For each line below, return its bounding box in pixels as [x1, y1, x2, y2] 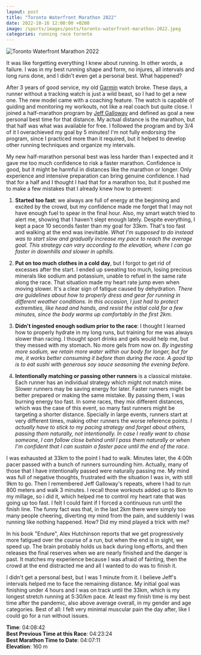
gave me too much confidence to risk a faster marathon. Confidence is [6, 160, 181, 167]
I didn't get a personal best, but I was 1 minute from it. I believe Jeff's [6, 574, 177, 581]
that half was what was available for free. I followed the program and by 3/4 [6, 122, 194, 129]
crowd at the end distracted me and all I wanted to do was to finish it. [6, 562, 177, 570]
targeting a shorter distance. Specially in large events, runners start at [14, 411, 188, 418]
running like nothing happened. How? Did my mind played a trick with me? [6, 518, 190, 526]
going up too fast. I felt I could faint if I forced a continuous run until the [6, 499, 182, 506]
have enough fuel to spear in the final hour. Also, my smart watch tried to [14, 210, 196, 217]
